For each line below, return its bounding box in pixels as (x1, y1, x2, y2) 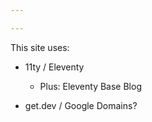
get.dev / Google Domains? (24, 99, 138, 111)
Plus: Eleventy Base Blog (39, 80, 142, 92)
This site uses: (10, 41, 70, 53)
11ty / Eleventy (24, 61, 85, 73)
